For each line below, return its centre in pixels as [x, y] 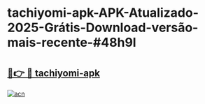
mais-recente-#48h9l [72, 43]
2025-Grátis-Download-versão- [103, 28]
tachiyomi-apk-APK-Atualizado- [103, 13]
